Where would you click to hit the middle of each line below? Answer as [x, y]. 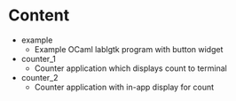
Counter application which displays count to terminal [130, 68]
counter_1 [39, 58]
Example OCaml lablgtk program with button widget [129, 49]
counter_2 [39, 77]
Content [39, 16]
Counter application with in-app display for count [124, 87]
